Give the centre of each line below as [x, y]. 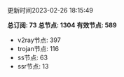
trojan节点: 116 [38, 49]
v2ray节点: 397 [39, 40]
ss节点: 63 [32, 57]
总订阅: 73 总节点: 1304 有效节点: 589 [62, 25]
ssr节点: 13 [33, 66]
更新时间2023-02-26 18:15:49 [50, 10]
